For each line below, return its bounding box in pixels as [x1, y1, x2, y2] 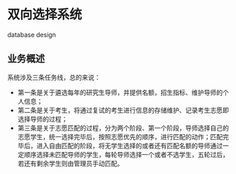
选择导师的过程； [17, 114, 68, 123]
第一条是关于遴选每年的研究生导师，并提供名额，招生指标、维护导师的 [17, 88, 223, 97]
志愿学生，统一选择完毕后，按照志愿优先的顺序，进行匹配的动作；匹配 [17, 132, 223, 141]
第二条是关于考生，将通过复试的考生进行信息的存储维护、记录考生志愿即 [17, 106, 229, 114]
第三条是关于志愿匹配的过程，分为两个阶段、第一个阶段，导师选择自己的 [17, 124, 229, 132]
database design [7, 30, 57, 39]
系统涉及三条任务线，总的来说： [7, 72, 101, 82]
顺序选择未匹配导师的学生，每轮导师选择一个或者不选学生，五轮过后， [23, 150, 229, 158]
